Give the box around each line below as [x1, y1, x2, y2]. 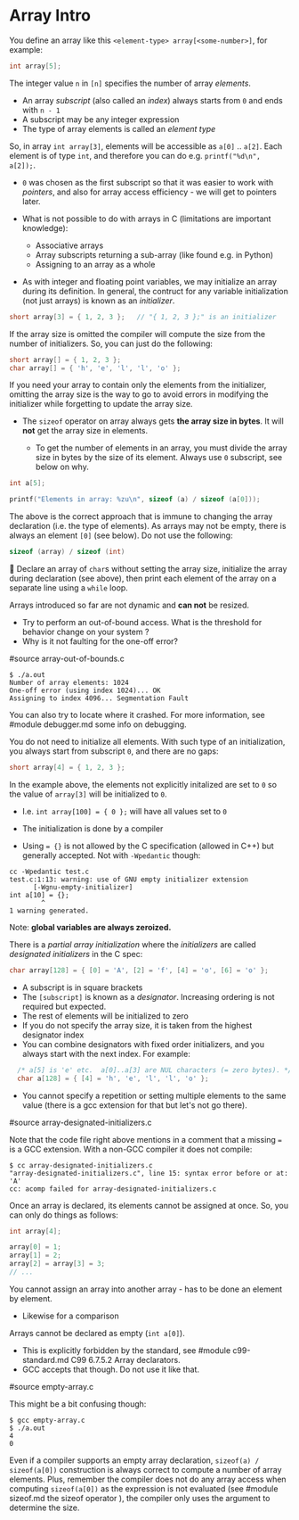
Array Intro [9, 5, 92, 26]
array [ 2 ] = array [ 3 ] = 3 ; [9, 1260, 105, 1268]
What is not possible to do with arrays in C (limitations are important [21, 213, 271, 224]
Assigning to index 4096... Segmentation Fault [9, 694, 190, 703]
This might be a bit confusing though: [9, 1398, 147, 1409]
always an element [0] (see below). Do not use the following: [9, 530, 233, 541]
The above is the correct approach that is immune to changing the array [9, 511, 273, 522]
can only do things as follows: [9, 1210, 118, 1220]
